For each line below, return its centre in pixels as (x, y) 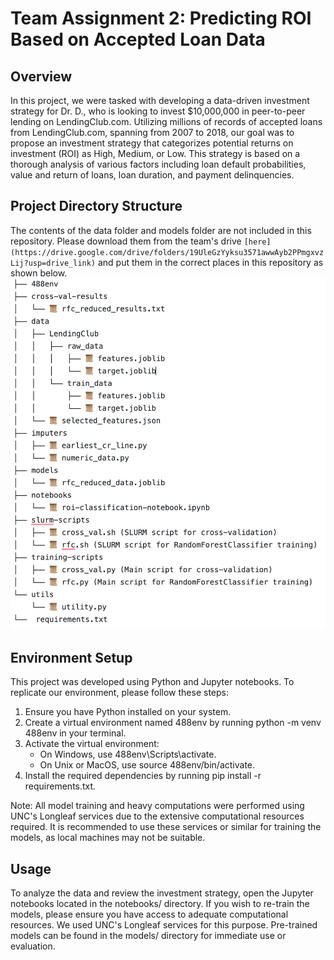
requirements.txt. (60, 786)
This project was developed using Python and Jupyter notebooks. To (152, 682)
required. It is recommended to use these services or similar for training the (166, 827)
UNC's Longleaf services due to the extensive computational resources (157, 816)
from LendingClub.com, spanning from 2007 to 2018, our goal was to (152, 132)
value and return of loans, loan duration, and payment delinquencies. (152, 175)
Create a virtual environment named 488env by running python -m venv (173, 723)
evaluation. (33, 946)
